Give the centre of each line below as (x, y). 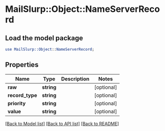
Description (75, 79)
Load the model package (44, 38)
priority (17, 103)
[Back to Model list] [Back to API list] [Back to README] (62, 124)
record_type (22, 95)
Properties (22, 65)
